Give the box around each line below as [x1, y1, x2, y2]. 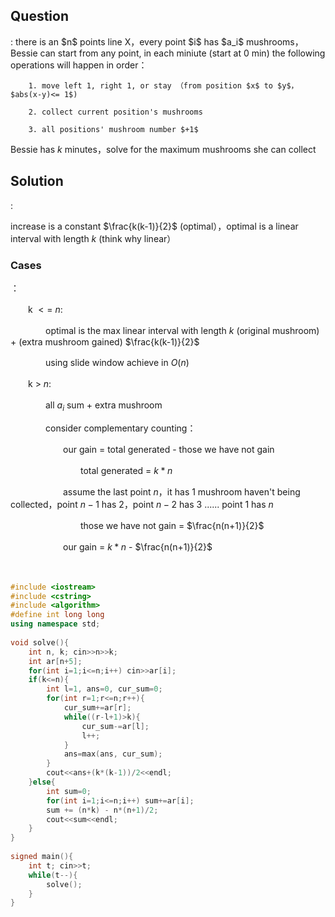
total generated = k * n [79, 464, 173, 476]
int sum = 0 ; [46, 786, 92, 796]
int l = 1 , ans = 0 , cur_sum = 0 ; [46, 684, 163, 694]
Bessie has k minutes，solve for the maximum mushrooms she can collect [10, 143, 317, 155]
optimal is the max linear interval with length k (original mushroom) [44, 324, 320, 336]
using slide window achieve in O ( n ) [44, 356, 190, 368]
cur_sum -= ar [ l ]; [81, 721, 150, 731]
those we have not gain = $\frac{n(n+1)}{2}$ [79, 519, 265, 531]
